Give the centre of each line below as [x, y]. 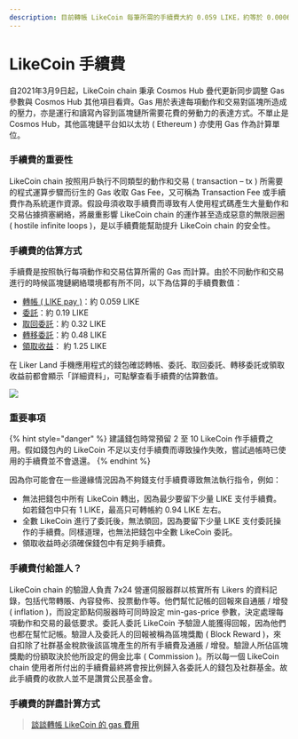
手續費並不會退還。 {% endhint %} [87, 461]
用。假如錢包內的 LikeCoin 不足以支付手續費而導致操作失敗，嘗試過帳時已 [144, 450]
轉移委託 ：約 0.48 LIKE [64, 335]
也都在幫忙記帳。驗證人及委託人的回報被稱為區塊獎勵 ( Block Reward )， [141, 634]
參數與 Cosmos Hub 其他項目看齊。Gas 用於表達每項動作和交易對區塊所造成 [148, 101]
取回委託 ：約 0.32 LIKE [64, 324]
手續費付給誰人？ [46, 568]
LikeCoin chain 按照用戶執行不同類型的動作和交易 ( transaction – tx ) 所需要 [146, 181]
